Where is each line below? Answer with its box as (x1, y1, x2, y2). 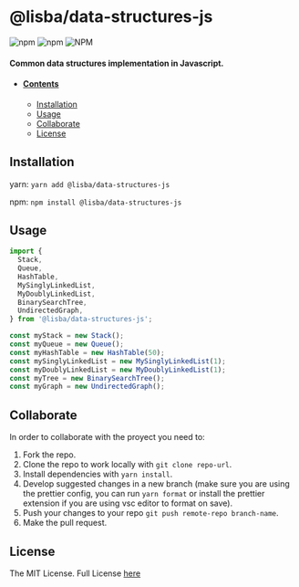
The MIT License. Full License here (9, 568, 141, 579)
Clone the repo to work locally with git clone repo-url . (22, 459, 232, 470)
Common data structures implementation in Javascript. (9, 58, 224, 68)
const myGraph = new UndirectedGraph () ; (9, 382, 166, 392)
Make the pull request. (22, 518, 108, 529)
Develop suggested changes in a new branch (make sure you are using (22, 478, 290, 489)
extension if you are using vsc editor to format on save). (22, 498, 233, 508)
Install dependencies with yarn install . (22, 468, 173, 480)
